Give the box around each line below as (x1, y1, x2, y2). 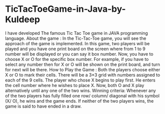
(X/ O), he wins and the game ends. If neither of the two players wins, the (5, 98, 154, 104)
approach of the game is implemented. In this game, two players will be (5, 40, 150, 46)
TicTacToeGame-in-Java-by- (5, 3, 126, 15)
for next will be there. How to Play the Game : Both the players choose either (5, 66, 161, 72)
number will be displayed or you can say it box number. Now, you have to (5, 51, 154, 57)
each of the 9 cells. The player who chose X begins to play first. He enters (5, 77, 156, 83)
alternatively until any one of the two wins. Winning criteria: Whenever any (5, 87, 156, 93)
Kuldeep (5, 14, 40, 25)
